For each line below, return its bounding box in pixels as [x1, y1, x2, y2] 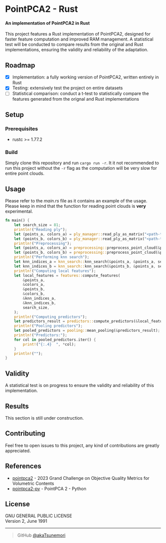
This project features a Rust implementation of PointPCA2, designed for [5, 31, 151, 37]
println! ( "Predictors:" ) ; [14, 333, 68, 338]
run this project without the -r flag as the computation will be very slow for [5, 165, 157, 171]
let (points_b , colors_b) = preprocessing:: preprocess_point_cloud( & [14, 250, 161, 255]
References [5, 462, 41, 470]
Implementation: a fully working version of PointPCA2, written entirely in [12, 74, 159, 80]
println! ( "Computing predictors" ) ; [14, 314, 87, 319]
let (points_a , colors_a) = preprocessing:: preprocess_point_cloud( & [14, 245, 161, 250]
